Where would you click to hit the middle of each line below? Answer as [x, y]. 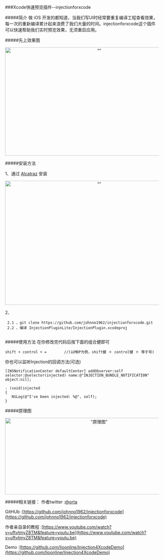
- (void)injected [23, 388]
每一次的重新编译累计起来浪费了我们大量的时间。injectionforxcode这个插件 [80, 24]
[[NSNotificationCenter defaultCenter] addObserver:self [64, 371]
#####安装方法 [20, 163]
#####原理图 [18, 411]
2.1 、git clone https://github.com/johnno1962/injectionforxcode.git [80, 323]
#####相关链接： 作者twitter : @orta [41, 502]
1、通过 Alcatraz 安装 [26, 174]
